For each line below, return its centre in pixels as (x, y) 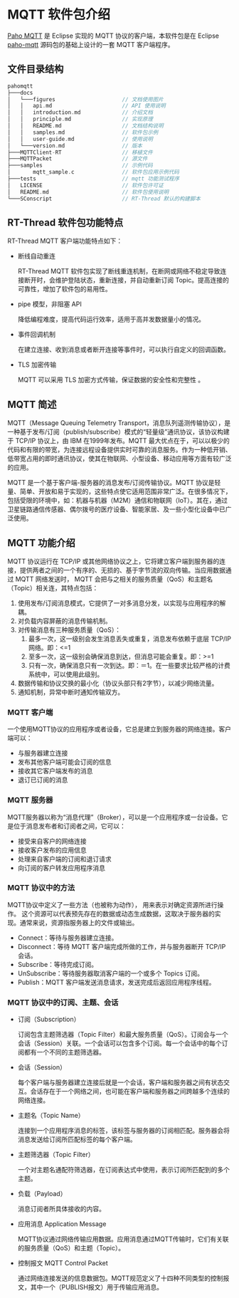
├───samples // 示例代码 (80, 166)
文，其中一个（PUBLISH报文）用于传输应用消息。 (90, 1287)
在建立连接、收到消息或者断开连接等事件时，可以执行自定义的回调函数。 (123, 350)
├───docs (20, 93)
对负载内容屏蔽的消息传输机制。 (64, 621)
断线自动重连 (36, 256)
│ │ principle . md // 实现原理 (80, 119)
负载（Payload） (42, 1194)
